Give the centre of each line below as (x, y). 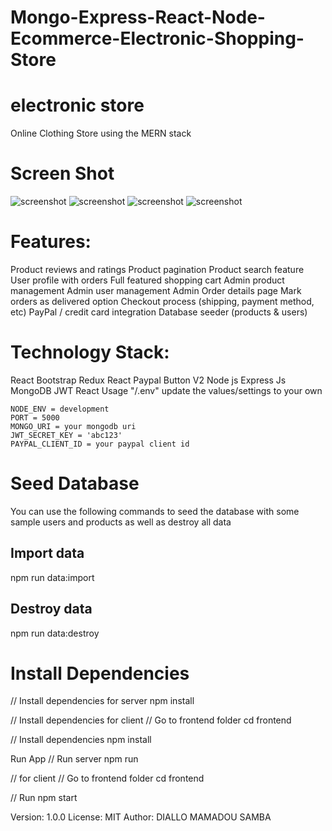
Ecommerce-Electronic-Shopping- (157, 38)
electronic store (77, 105)
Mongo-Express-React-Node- (138, 17)
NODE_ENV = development (60, 409)
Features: (51, 242)
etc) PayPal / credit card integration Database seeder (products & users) (159, 312)
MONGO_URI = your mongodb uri (73, 426)
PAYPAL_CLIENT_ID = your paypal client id (100, 444)
